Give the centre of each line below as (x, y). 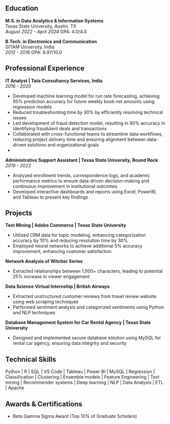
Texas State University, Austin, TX (41, 26)
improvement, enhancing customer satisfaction (62, 252)
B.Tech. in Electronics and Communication (51, 41)
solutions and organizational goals (63, 144)
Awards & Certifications (44, 404)
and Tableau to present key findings (50, 197)
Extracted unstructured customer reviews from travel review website (84, 296)
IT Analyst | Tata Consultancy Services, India (54, 81)
